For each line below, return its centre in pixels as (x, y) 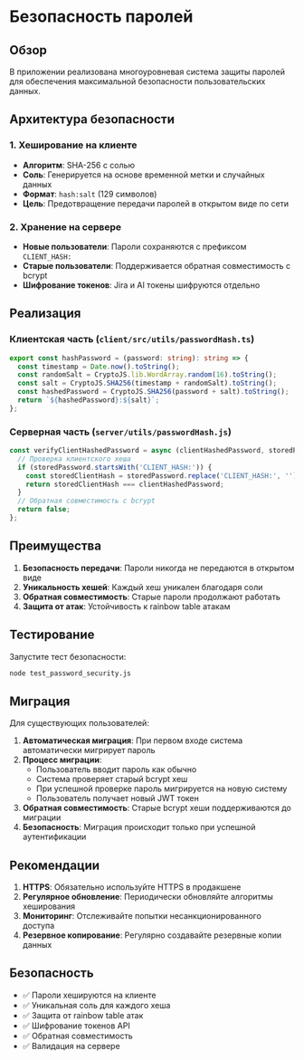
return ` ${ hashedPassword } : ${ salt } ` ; (89, 400)
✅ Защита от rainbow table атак (83, 1015)
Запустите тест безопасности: (68, 656)
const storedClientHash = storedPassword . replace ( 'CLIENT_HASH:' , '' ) (161, 476)
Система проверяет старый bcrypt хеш (112, 779)
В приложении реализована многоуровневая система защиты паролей (147, 72)
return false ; (44, 510)
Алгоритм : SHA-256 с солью (79, 165)
